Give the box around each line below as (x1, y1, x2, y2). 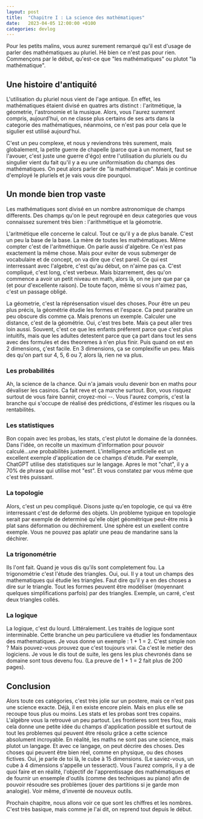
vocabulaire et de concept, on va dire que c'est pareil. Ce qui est (6, 255, 168, 263)
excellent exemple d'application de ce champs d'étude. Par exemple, (6, 454, 178, 462)
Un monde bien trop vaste (6, 189, 106, 200)
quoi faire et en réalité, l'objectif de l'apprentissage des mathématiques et (6, 768, 190, 775)
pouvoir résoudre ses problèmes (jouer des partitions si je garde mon (6, 781, 179, 789)
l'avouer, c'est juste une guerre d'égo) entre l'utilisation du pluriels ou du (6, 152, 188, 160)
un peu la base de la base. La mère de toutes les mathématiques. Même (6, 236, 186, 243)
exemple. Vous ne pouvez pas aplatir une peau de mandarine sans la (6, 528, 178, 536)
